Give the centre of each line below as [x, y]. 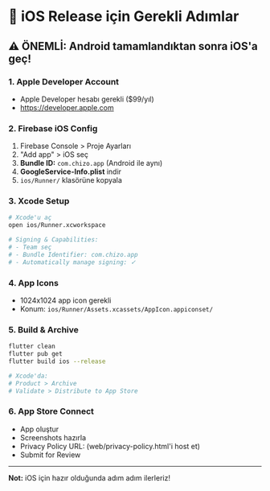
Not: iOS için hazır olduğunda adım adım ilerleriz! [90, 477]
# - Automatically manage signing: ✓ [72, 262]
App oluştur [39, 429]
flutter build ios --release [57, 361]
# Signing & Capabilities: [53, 240]
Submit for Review [50, 455]
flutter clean [32, 347]
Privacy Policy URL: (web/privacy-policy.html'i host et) [110, 446]
